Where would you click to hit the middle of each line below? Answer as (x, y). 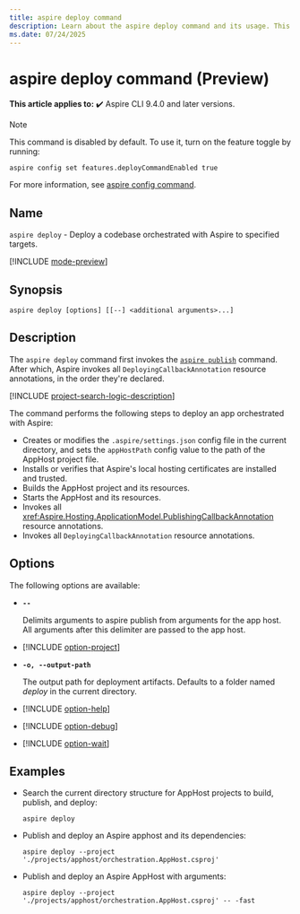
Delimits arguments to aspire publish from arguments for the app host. (152, 620)
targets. (24, 244)
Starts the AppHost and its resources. (91, 497)
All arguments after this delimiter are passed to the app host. (134, 630)
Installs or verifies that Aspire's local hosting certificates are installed (149, 468)
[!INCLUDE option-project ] (71, 647)
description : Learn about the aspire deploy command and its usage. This (150, 26)
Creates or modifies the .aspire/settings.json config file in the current (154, 440)
